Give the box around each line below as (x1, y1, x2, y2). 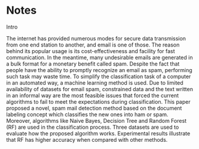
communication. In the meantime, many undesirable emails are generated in (6, 54, 193, 61)
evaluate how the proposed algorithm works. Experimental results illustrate (6, 129, 191, 137)
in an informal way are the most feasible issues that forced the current (6, 92, 179, 99)
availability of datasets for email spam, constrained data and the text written (6, 85, 193, 92)
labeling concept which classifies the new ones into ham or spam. (6, 111, 169, 118)
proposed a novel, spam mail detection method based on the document (6, 104, 182, 111)
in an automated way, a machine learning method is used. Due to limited (6, 79, 183, 86)
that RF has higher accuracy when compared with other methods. (6, 136, 168, 143)
